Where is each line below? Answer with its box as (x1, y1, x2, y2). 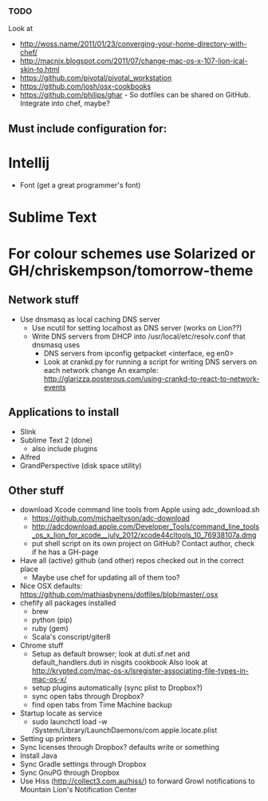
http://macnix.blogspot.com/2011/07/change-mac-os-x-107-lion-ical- (19, 56, 248, 65)
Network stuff (8, 293, 80, 307)
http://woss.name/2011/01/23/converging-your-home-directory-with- (19, 39, 247, 49)
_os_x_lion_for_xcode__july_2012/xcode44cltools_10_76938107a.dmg (31, 530, 257, 540)
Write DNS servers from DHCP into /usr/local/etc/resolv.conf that (31, 331, 246, 341)
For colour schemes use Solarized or (8, 245, 256, 263)
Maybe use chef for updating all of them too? (31, 573, 180, 582)
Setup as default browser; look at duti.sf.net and (31, 649, 190, 659)
